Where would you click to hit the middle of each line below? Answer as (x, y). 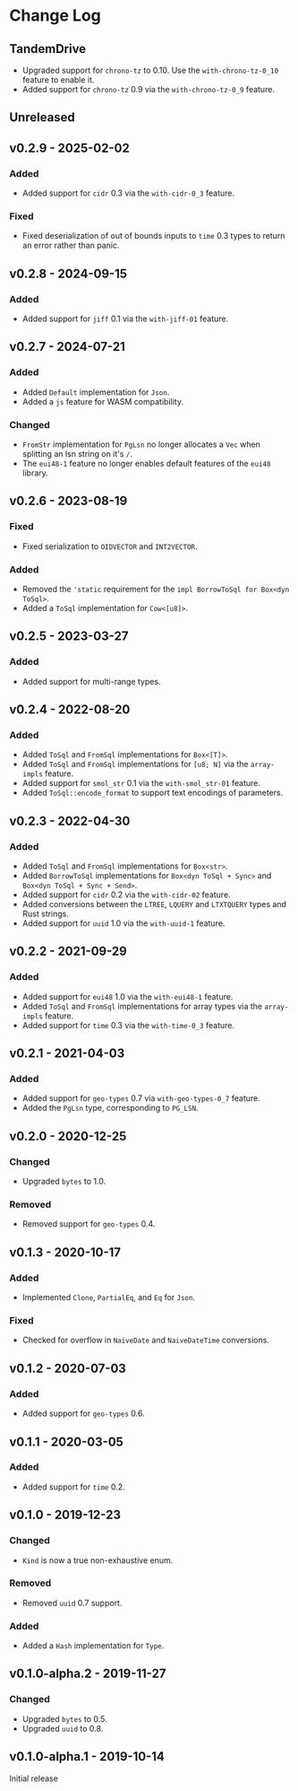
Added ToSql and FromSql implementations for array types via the (142, 1006)
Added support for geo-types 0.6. (83, 1413)
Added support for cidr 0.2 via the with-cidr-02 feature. (126, 895)
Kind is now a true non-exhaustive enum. (98, 1560)
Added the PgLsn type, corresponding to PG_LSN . (110, 1108)
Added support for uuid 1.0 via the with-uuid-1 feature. (123, 923)
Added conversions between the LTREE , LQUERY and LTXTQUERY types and (154, 904)
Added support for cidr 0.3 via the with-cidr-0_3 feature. (128, 193)
